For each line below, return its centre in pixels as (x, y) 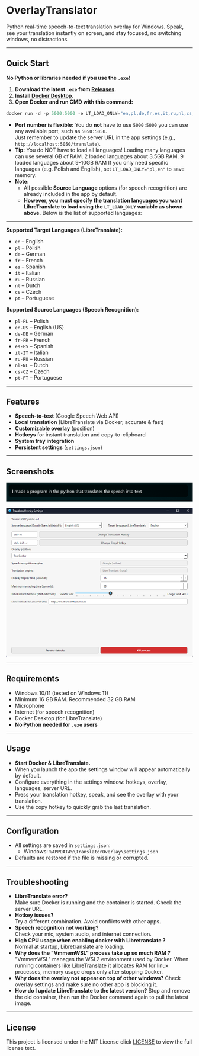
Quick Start (28, 64)
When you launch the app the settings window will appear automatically (102, 769)
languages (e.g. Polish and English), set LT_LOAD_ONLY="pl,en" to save (99, 169)
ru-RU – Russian (34, 358)
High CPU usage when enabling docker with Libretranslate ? (90, 941)
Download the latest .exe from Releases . (65, 89)
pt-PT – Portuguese (38, 377)
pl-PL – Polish (32, 321)
